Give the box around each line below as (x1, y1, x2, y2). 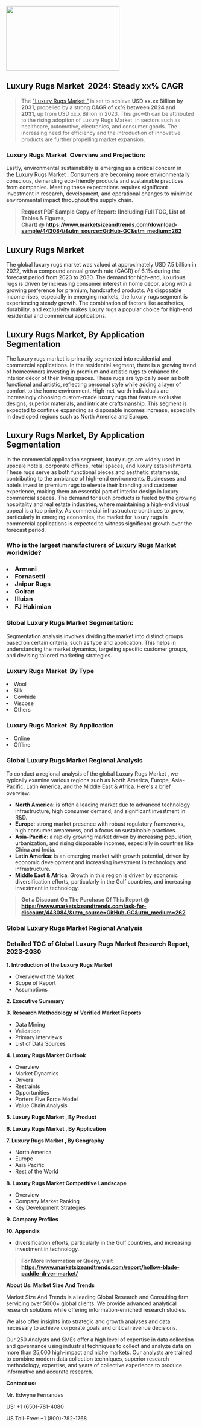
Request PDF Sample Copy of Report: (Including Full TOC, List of (21, 208, 186, 215)
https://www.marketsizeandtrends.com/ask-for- (21, 902, 147, 910)
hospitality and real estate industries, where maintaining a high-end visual (6, 501, 190, 508)
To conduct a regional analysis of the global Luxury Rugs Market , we (6, 770, 178, 777)
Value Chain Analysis (14, 1101, 68, 1109)
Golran (14, 587, 35, 596)
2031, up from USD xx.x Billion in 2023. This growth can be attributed (21, 110, 194, 117)
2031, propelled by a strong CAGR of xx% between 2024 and (21, 103, 176, 111)
